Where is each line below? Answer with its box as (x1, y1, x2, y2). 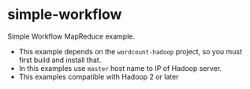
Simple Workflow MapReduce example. (7, 32, 136, 41)
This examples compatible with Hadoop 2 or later (18, 72, 179, 81)
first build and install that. (18, 55, 102, 65)
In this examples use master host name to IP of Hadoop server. (18, 63, 222, 72)
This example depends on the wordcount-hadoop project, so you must (18, 46, 242, 56)
